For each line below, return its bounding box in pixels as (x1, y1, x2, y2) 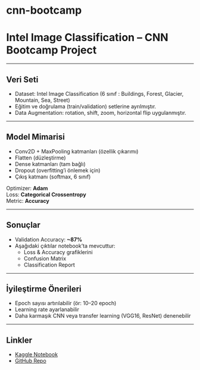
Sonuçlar (6, 220, 40, 230)
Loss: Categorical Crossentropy (6, 191, 86, 198)
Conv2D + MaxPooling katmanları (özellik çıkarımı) (14, 148, 139, 155)
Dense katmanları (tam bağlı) (14, 160, 86, 167)
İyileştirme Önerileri (6, 284, 82, 294)
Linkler (6, 335, 33, 345)
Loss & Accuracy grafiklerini (23, 248, 93, 256)
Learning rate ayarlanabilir (14, 306, 79, 313)
